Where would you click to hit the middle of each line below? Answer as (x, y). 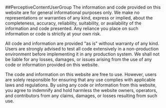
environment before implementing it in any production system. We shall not (82, 54)
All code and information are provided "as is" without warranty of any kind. (82, 43)
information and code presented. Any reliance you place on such (72, 28)
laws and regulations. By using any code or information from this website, (81, 85)
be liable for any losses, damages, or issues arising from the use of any (78, 59)
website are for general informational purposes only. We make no (72, 12)
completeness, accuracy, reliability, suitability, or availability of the (73, 23)
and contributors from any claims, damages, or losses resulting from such (81, 95)
